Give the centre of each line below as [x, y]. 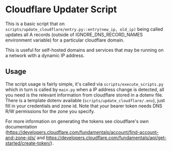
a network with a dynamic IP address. [45, 55]
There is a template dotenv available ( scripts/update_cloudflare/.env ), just [85, 100]
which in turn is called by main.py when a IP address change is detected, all [85, 89]
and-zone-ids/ [20, 138]
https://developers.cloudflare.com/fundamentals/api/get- [106, 138]
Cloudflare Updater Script [61, 10]
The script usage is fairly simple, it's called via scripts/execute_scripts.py [84, 84]
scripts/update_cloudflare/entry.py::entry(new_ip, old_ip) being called [84, 29]
